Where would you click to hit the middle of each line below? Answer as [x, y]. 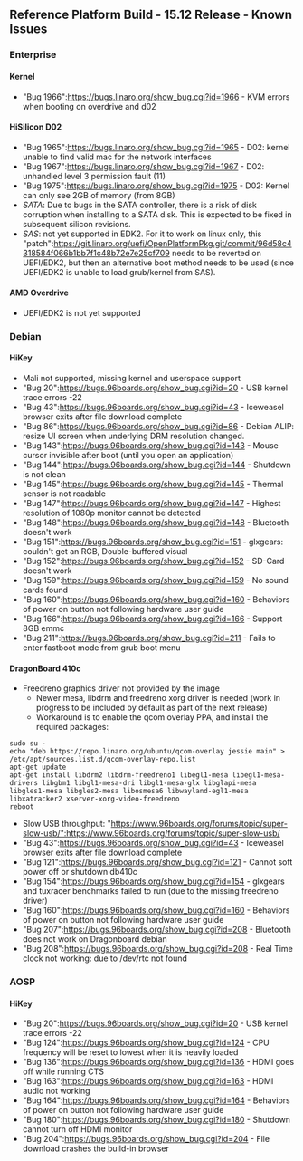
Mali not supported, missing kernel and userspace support [132, 379]
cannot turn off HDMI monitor [77, 1129]
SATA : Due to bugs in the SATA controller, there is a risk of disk [140, 205]
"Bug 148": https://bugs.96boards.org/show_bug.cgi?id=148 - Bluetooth [156, 523]
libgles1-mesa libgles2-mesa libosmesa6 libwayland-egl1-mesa [129, 792]
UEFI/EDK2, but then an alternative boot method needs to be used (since [158, 263]
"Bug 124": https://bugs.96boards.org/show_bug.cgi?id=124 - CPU [146, 1043]
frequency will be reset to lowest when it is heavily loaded [130, 1052]
